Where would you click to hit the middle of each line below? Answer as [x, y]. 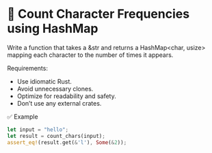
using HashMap [53, 28]
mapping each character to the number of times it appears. [90, 55]
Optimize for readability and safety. [66, 96]
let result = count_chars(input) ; [56, 136]
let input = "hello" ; [38, 130]
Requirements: [27, 68]
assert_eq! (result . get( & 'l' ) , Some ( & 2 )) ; [67, 142]
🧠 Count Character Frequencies [98, 14]
